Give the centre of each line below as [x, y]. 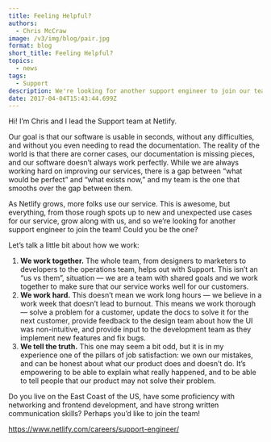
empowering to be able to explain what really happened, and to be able [138, 373]
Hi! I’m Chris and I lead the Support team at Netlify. [93, 121]
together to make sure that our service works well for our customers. [134, 286]
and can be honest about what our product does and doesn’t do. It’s [133, 364]
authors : [23, 23]
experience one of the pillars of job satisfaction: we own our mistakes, [137, 355]
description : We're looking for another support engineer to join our [129, 91]
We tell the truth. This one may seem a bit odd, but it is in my [122, 347]
